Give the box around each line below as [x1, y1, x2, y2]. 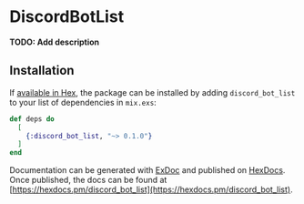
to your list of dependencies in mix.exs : [9, 97, 157, 107]
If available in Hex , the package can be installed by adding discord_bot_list [9, 87, 296, 97]
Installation [9, 63, 75, 78]
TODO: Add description [9, 36, 100, 47]
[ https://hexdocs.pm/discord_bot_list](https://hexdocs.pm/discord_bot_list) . [9, 184, 293, 195]
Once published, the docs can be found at [9, 175, 167, 186]
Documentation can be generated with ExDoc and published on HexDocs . [9, 165, 286, 176]
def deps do [9, 114, 55, 124]
